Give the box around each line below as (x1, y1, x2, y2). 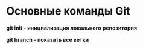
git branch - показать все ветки (6, 36, 89, 43)
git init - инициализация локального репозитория (6, 24, 138, 31)
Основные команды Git (6, 4, 130, 18)
